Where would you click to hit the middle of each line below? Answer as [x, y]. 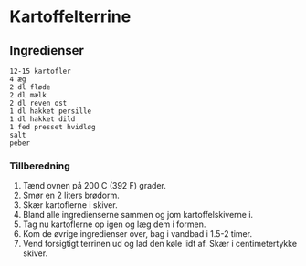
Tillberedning [40, 166]
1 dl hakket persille [51, 111]
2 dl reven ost [38, 103]
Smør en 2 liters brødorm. [71, 195]
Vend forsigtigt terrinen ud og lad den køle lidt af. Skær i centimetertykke [160, 244]
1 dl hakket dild [42, 119]
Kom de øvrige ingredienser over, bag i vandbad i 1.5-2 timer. [137, 234]
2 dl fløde [30, 87]
